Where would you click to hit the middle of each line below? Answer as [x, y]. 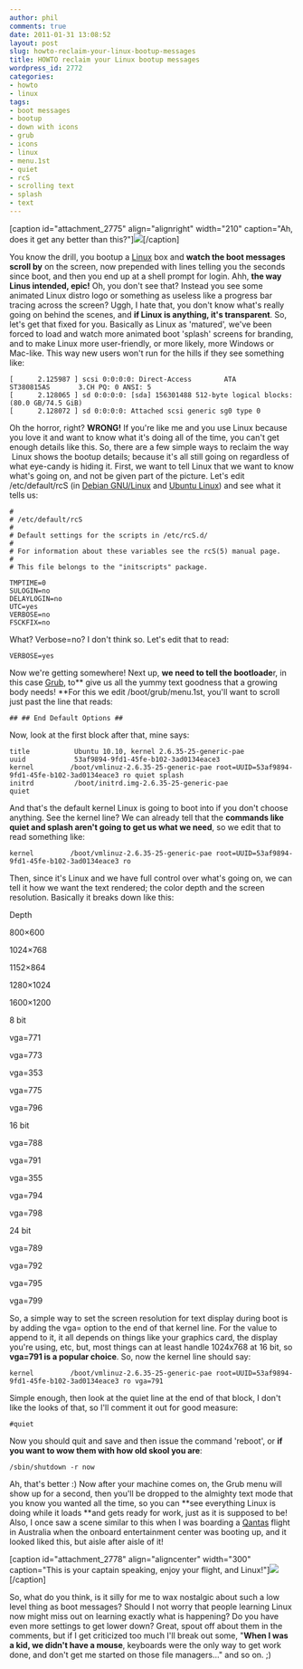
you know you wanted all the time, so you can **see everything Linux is [142, 1502]
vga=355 [26, 1178]
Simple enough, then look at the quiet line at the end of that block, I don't [145, 1397]
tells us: [24, 495]
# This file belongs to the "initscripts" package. [109, 567]
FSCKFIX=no [30, 622]
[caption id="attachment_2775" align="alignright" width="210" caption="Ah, [151, 228]
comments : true [38, 26]
